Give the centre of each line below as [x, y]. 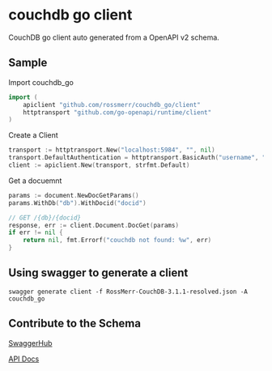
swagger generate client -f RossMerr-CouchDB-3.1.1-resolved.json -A [128, 292]
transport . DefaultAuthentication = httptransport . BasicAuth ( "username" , [134, 158]
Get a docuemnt [35, 181]
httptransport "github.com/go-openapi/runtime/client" [117, 112]
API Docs [24, 359]
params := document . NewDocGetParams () [74, 195]
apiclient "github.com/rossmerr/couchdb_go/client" [112, 104]
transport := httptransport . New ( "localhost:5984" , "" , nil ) [112, 150]
